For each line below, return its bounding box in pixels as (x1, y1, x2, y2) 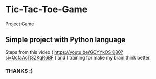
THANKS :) (5, 67, 33, 74)
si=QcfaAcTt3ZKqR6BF (5, 54, 54, 61)
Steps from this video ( (5, 49, 54, 55)
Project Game (5, 21, 34, 27)
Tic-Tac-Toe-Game (5, 4, 88, 15)
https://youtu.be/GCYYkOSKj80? (54, 49, 124, 55)
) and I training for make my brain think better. (54, 54, 151, 61)
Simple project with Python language (5, 35, 126, 44)
